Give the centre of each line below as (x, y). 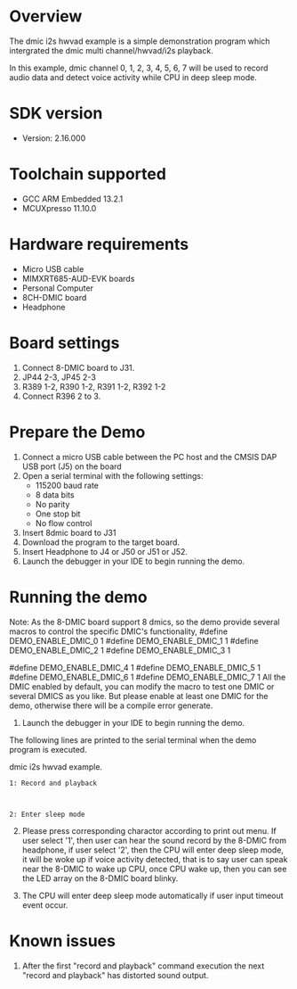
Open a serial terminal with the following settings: (112, 475)
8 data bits (55, 494)
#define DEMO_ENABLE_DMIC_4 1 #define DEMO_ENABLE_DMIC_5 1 (135, 667)
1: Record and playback (53, 783)
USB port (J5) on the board (72, 466)
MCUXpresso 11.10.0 (59, 208)
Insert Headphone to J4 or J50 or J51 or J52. (105, 551)
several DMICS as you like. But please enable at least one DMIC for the (139, 696)
